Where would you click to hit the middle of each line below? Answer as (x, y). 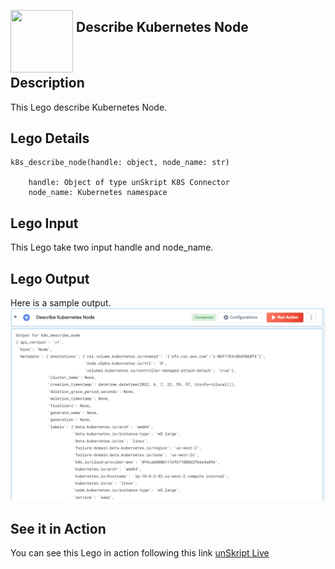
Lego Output (50, 278)
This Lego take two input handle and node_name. (112, 247)
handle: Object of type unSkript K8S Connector (129, 183)
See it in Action (58, 528)
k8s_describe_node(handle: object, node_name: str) (120, 163)
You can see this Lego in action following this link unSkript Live (140, 552)
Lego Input (44, 223)
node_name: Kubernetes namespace (98, 193)
